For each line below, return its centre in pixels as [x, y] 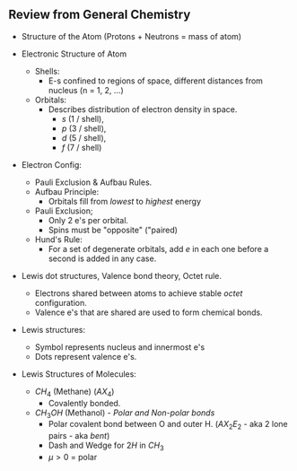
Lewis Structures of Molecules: [79, 374]
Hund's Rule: [58, 239]
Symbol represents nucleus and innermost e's [120, 347]
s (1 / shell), [83, 118]
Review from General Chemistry [100, 15]
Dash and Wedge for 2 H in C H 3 [106, 446]
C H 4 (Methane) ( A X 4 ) [74, 392]
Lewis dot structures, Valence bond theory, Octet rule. [121, 275]
